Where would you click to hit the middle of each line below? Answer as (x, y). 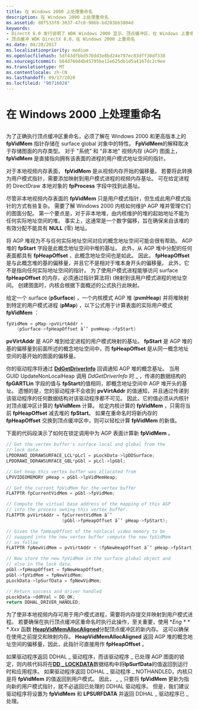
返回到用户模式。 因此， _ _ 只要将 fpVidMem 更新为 (120, 679)
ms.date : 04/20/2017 (32, 45)
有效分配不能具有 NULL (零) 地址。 (48, 228)
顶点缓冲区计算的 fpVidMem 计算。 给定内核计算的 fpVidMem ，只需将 (98, 406)
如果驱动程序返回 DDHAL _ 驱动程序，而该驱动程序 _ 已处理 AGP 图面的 (93, 657)
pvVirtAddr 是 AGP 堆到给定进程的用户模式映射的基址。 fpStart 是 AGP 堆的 (99, 341)
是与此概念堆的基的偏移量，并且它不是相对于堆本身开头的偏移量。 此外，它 (98, 263)
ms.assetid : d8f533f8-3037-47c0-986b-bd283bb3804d (70, 23)
